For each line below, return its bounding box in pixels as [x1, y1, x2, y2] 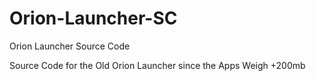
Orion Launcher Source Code [9, 40, 131, 52]
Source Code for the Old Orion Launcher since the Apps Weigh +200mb [9, 59, 306, 71]
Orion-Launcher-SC [9, 7, 178, 30]
